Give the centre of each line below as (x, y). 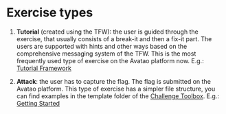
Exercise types (50, 13)
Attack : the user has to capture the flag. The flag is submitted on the (113, 81)
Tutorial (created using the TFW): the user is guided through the (107, 32)
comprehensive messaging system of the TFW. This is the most (106, 54)
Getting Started (38, 103)
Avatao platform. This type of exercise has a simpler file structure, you (116, 89)
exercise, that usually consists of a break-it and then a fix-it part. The (114, 38)
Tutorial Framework (44, 68)
